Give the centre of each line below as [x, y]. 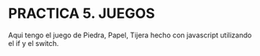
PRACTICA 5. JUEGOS [82, 14]
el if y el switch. [33, 43]
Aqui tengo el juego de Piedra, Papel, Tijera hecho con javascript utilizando [130, 35]
